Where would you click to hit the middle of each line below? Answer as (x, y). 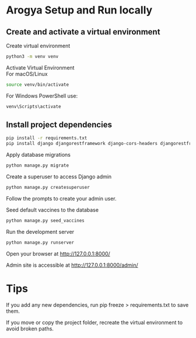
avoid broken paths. (30, 329)
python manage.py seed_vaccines (45, 220)
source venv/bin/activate (37, 84)
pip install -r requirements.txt (47, 138)
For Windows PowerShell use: (42, 96)
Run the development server (40, 232)
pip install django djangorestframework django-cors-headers (82, 144)
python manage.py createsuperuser (48, 188)
